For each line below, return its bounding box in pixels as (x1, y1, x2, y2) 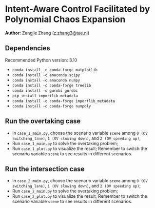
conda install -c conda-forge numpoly (12, 104, 91, 108)
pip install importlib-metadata (12, 93, 78, 98)
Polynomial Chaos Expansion (5, 14, 126, 25)
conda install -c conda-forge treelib (12, 83, 91, 88)
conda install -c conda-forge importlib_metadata (12, 99, 116, 104)
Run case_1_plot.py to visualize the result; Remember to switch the (12, 146, 147, 151)
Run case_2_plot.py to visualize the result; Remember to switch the (12, 193, 147, 199)
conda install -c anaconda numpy (12, 78, 80, 83)
